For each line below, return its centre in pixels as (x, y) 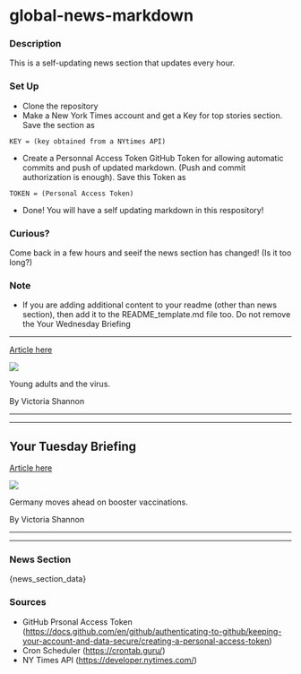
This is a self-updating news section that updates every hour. (122, 63)
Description (35, 44)
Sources (28, 602)
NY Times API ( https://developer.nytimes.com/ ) (109, 660)
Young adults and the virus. (60, 384)
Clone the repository (60, 106)
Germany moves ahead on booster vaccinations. (99, 502)
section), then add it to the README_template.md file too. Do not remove (156, 315)
